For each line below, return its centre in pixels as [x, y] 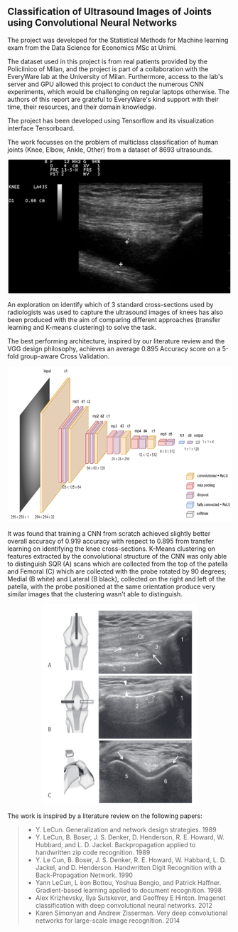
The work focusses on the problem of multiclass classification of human [113, 142]
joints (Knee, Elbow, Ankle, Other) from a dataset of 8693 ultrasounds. [110, 150]
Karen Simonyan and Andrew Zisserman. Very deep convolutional [131, 913]
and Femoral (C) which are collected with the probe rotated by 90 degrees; [117, 571]
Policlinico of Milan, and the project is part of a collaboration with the [108, 69]
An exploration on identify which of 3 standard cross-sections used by [110, 304]
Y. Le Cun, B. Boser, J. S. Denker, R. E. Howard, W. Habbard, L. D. [131, 860]
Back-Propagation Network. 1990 [84, 875]
